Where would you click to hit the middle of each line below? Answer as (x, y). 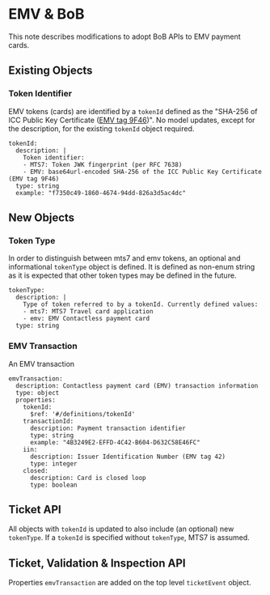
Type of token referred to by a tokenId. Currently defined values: (141, 304)
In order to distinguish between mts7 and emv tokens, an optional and (124, 258)
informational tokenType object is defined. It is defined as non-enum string (132, 267)
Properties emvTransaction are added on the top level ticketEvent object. (130, 583)
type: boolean (54, 485)
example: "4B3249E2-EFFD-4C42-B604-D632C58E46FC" (115, 442)
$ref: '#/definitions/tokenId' (82, 414)
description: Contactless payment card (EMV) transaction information (137, 385)
